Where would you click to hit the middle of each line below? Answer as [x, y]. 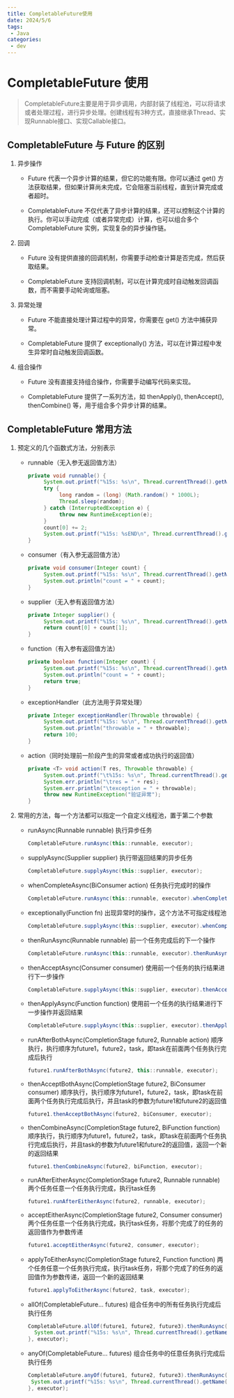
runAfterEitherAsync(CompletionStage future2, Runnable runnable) [124, 1180]
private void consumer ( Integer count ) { [87, 568]
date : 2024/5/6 [29, 20]
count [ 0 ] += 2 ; [65, 527]
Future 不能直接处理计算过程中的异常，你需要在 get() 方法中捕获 [120, 319]
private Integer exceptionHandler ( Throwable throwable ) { [114, 715]
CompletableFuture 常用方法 [70, 429]
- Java [20, 33]
